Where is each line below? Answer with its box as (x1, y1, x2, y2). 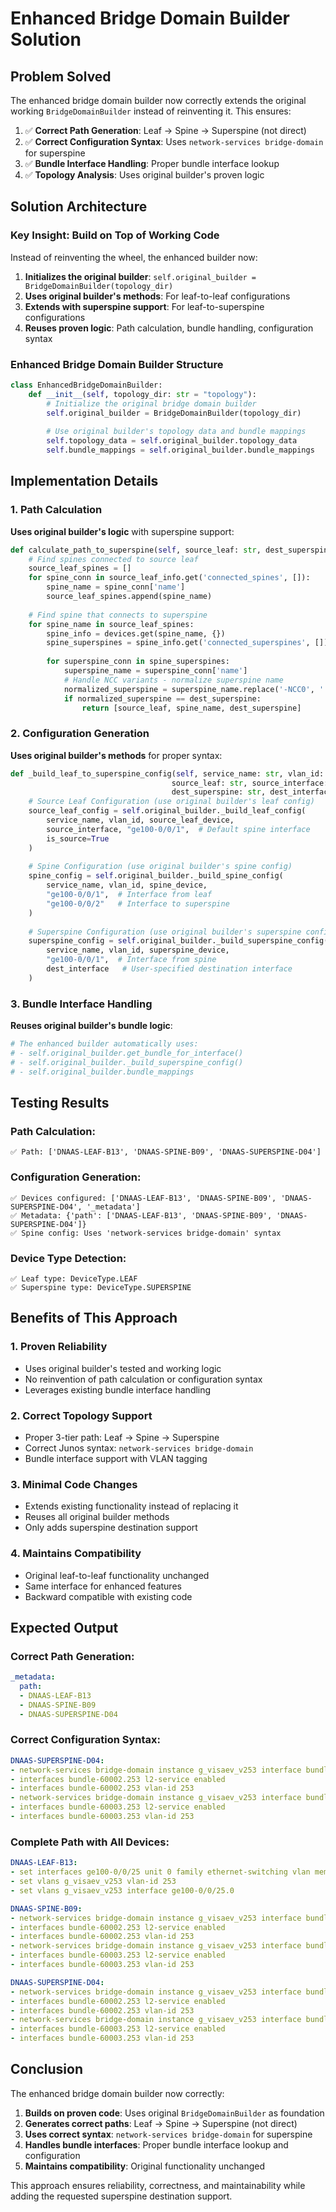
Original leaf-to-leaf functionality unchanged (24, 1569, 210, 1581)
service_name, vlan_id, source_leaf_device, (46, 815, 235, 826)
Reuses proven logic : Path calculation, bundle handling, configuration (24, 322, 314, 334)
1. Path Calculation (10, 503, 103, 517)
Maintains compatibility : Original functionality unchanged (24, 2160, 266, 2172)
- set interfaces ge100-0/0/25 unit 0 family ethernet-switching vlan (10, 1867, 311, 1877)
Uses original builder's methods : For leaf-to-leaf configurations (24, 290, 291, 302)
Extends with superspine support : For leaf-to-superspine (24, 300, 265, 312)
